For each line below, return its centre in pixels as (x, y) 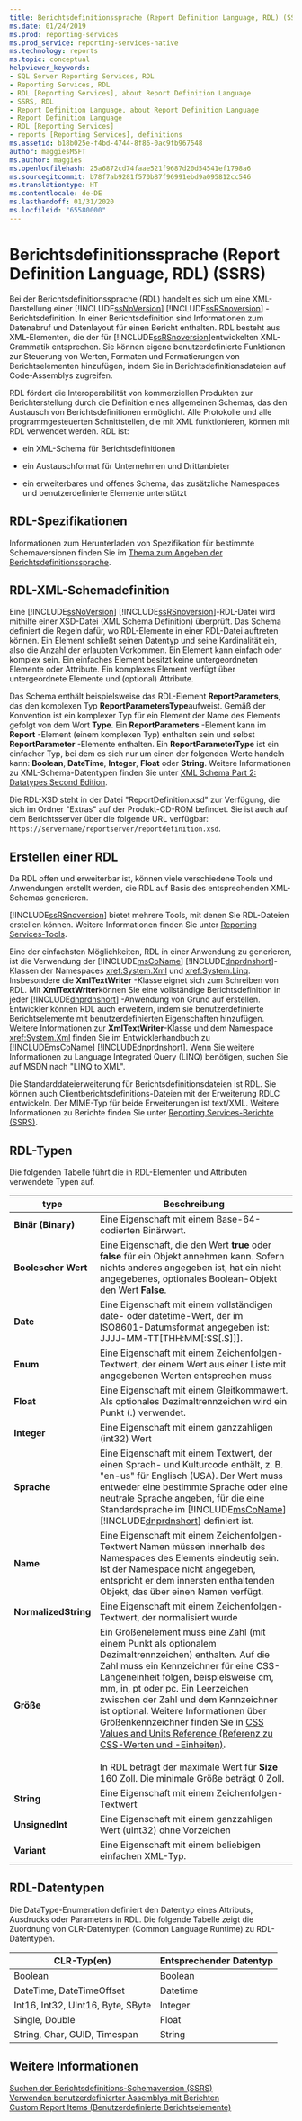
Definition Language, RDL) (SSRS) (138, 273)
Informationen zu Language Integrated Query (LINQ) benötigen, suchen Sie (149, 1057)
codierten (120, 1230)
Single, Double (44, 2019)
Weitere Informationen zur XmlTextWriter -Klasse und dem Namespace (142, 1028)
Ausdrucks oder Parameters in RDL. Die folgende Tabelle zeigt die (132, 1919)
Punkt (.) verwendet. (143, 1412)
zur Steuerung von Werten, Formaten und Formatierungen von (124, 356)
